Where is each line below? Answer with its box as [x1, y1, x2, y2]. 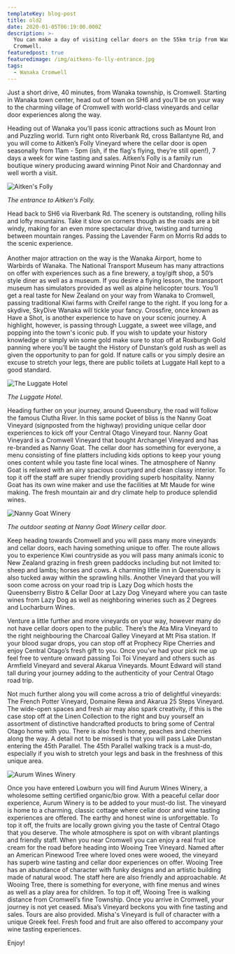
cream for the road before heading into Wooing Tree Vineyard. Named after [7, 843, 225, 851]
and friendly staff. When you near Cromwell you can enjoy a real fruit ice [7, 836, 216, 844]
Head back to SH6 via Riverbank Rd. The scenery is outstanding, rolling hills [7, 209, 227, 218]
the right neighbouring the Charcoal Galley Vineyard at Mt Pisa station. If [7, 631, 216, 640]
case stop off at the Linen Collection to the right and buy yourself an [7, 712, 204, 720]
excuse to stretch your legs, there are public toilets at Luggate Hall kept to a [7, 358, 225, 366]
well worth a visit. [7, 169, 58, 177]
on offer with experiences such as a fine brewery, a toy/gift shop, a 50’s [7, 269, 213, 277]
